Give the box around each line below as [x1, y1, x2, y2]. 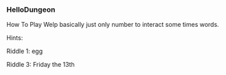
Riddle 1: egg [6, 47, 43, 56]
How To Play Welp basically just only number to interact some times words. [6, 21, 219, 29]
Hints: [6, 34, 23, 42]
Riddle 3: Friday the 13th [6, 61, 75, 69]
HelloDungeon [6, 5, 56, 14]
